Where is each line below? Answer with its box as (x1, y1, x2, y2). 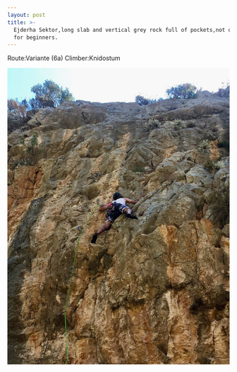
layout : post (7, 11, 46, 18)
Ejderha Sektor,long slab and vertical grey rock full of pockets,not (13, 26, 226, 33)
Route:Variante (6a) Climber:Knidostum (7, 54, 121, 63)
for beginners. (13, 34, 59, 41)
